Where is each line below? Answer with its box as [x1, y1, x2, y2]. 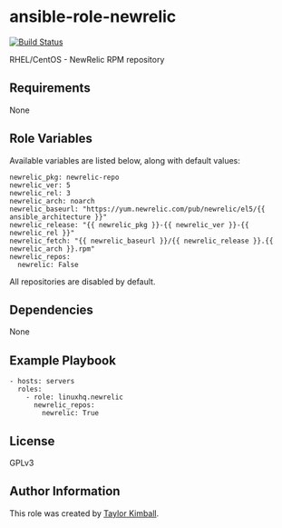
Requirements [9, 80, 91, 96]
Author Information [9, 483, 121, 499]
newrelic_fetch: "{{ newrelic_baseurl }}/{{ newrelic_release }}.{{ [9, 236, 274, 245]
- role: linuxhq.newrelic [25, 393, 124, 402]
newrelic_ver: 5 [9, 180, 71, 190]
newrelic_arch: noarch [9, 196, 95, 205]
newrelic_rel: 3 [9, 188, 71, 197]
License [9, 433, 55, 449]
